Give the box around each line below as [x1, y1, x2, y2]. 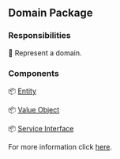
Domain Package [8, 6, 93, 20]
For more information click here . [8, 142, 113, 151]
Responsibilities [8, 30, 71, 41]
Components [8, 67, 59, 78]
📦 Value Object [8, 104, 60, 114]
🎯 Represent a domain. [8, 47, 82, 58]
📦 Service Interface [8, 123, 74, 133]
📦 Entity [8, 86, 37, 96]
